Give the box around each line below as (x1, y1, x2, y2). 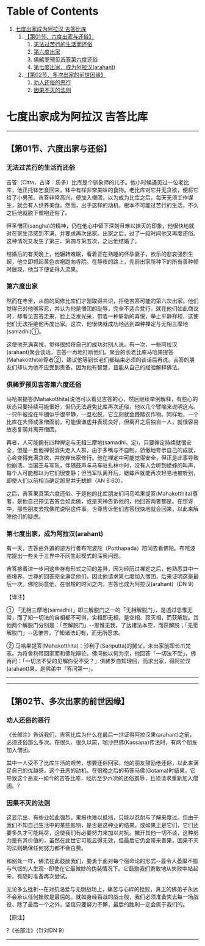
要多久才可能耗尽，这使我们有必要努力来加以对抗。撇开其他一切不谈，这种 (6, 829, 193, 837)
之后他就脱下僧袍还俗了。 (6, 209, 71, 216)
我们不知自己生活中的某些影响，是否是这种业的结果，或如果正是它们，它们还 (6, 821, 199, 829)
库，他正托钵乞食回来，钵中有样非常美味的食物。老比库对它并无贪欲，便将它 (6, 186, 199, 193)
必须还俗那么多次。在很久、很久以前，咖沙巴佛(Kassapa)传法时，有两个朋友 (6, 738, 198, 746)
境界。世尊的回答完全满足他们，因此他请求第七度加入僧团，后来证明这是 (11, 572, 193, 580)
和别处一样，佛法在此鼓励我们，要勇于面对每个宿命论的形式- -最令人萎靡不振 (6, 858, 198, 865)
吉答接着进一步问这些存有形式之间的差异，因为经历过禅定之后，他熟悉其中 (6, 565, 193, 572)
